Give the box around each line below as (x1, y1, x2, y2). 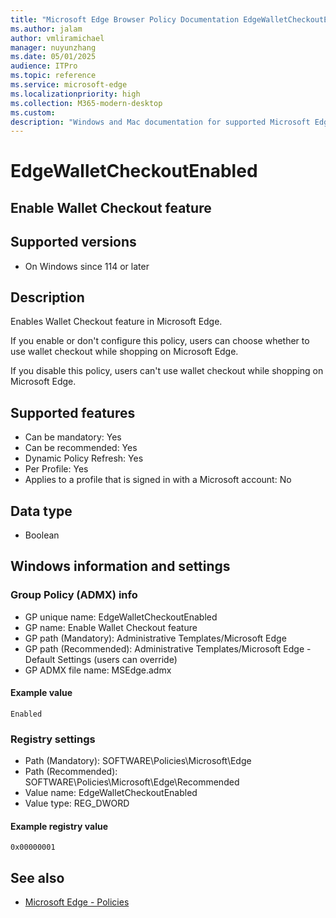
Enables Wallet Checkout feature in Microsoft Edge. (10, 316, 223, 328)
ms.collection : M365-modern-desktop (10, 98, 163, 108)
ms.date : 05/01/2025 (10, 52, 97, 62)
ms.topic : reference (10, 71, 97, 81)
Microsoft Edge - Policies (24, 896, 130, 908)
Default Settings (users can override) (24, 653, 178, 665)
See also (10, 869, 65, 886)
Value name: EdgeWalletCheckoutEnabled (24, 787, 198, 799)
